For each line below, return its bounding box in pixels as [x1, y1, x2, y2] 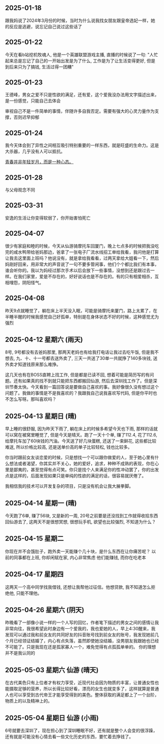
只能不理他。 [16, 590, 42, 596]
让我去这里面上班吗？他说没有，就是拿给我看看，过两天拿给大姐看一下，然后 [5, 255, 159, 261]
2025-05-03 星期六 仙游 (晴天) [5, 666, 99, 674]
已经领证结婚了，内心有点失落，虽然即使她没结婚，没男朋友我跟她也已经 [13, 638, 159, 644]
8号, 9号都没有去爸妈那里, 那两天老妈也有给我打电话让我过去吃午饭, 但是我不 [5, 349, 159, 355]
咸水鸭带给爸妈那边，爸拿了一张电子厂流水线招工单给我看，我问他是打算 [13, 249, 159, 255]
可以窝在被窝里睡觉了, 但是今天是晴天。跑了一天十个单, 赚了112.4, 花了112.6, [5, 432, 158, 438]
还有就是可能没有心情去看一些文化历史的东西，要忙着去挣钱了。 [5, 734, 133, 739]
